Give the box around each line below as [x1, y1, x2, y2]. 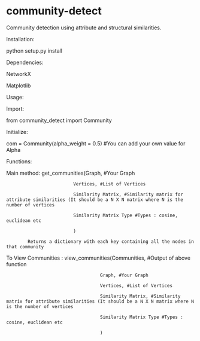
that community [6, 243, 44, 249]
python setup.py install [6, 47, 63, 54]
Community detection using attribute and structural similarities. [6, 24, 162, 31]
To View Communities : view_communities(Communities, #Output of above [6, 254, 190, 261]
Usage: [6, 93, 24, 101]
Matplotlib [6, 82, 31, 89]
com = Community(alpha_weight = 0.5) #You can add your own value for [6, 139, 186, 147]
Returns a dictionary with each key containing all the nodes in [28, 238, 195, 245]
